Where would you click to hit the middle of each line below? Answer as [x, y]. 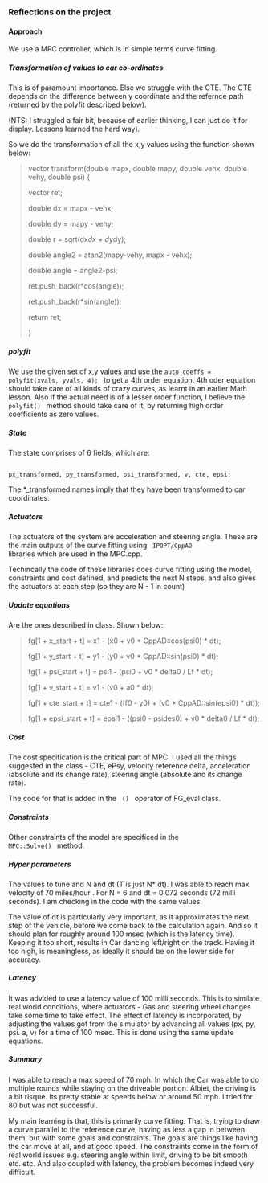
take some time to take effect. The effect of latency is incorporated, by [125, 1015]
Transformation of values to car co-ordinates [86, 68]
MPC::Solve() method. [47, 845]
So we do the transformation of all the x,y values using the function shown [131, 145]
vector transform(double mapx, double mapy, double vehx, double [137, 169]
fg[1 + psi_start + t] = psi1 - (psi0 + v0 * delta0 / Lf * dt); [120, 671]
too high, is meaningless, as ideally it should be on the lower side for [121, 951]
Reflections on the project [60, 12]
